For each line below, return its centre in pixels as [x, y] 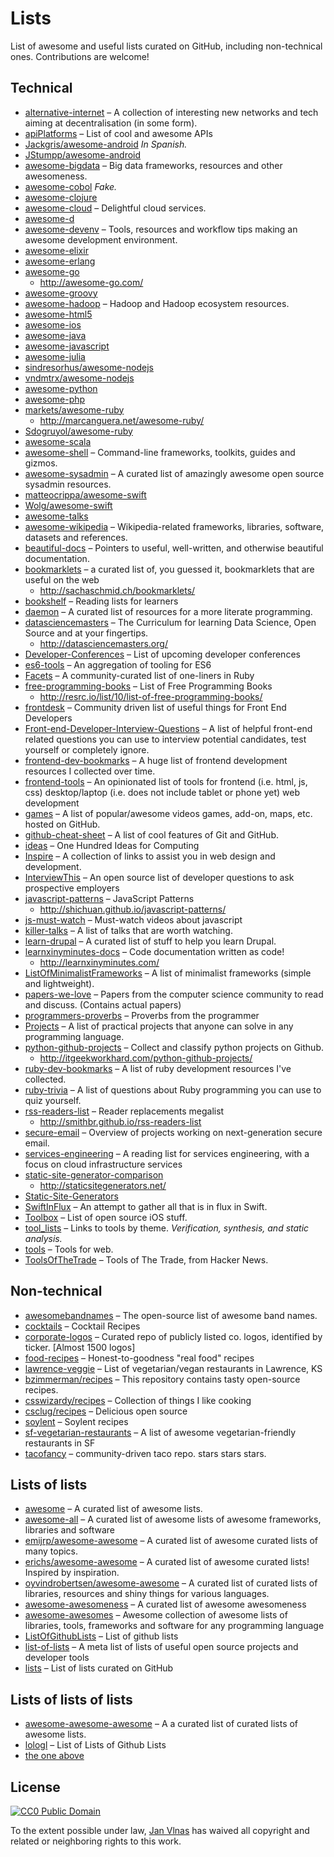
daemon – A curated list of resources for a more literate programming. [168, 611]
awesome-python [61, 388]
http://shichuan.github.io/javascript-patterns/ [133, 909]
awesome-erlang [60, 261]
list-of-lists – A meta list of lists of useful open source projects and [161, 1647]
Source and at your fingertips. [86, 633]
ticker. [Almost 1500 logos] [80, 1347]
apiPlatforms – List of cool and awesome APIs [118, 133]
